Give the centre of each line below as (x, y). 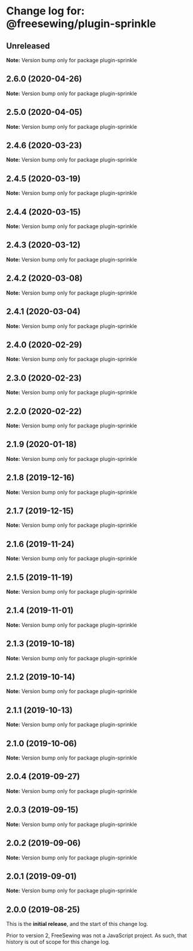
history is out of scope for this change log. (58, 942)
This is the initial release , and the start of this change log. (77, 924)
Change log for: (46, 11)
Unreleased (28, 46)
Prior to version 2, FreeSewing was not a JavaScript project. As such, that (96, 935)
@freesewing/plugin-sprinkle (81, 24)
